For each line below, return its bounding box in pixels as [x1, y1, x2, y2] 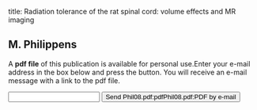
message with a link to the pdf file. [8, 75, 121, 85]
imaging [8, 15, 35, 25]
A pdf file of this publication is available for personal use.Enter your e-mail [8, 59, 251, 68]
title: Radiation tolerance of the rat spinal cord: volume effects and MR [8, 7, 236, 16]
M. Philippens [8, 38, 77, 51]
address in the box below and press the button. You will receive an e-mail [8, 67, 248, 77]
